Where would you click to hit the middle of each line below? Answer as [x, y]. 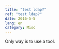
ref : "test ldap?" [23, 14]
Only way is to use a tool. [30, 41]
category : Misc [20, 28]
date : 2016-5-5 [20, 18]
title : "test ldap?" [26, 9]
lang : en [14, 23]
